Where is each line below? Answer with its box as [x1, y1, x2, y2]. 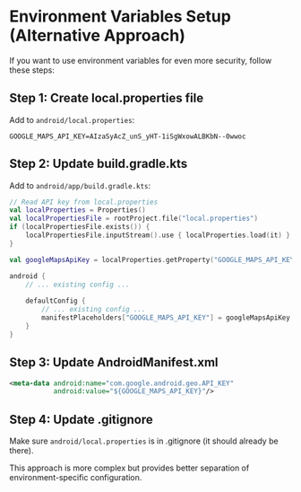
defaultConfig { [25, 296, 87, 306]
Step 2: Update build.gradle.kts [9, 156, 188, 171]
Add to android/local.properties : [9, 114, 135, 125]
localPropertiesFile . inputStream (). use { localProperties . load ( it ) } [25, 231, 291, 240]
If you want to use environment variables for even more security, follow [9, 55, 272, 66]
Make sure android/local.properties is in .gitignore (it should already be [9, 435, 279, 446]
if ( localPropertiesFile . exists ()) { [9, 223, 150, 232]
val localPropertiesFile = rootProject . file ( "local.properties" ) [9, 214, 258, 224]
